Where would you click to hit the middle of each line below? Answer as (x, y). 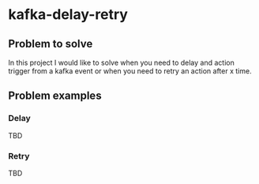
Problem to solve (51, 44)
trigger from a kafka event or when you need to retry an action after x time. (130, 71)
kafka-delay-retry (68, 15)
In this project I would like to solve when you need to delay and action (121, 62)
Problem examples (55, 96)
